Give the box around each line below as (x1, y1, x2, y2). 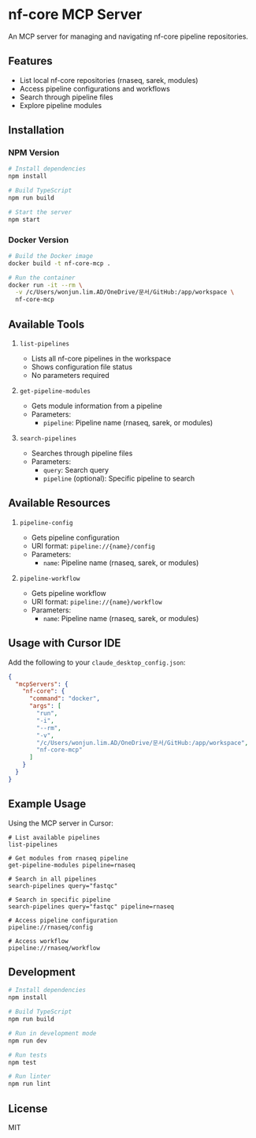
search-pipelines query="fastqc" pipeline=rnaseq (8, 902, 175, 911)
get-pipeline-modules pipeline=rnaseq (8, 861, 135, 869)
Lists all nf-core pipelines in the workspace (31, 354, 172, 364)
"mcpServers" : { (15, 680, 69, 688)
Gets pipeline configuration (31, 533, 120, 542)
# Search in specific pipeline (8, 896, 111, 904)
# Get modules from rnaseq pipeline (8, 854, 128, 862)
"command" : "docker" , (28, 694, 101, 703)
